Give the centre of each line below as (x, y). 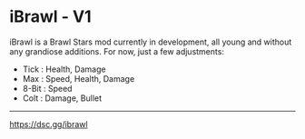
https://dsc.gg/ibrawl (49, 124)
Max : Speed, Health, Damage (79, 78)
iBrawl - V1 (51, 17)
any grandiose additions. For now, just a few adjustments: (117, 51)
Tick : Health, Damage (64, 69)
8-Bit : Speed (47, 88)
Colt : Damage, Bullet (62, 98)
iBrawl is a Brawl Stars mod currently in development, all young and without (151, 42)
